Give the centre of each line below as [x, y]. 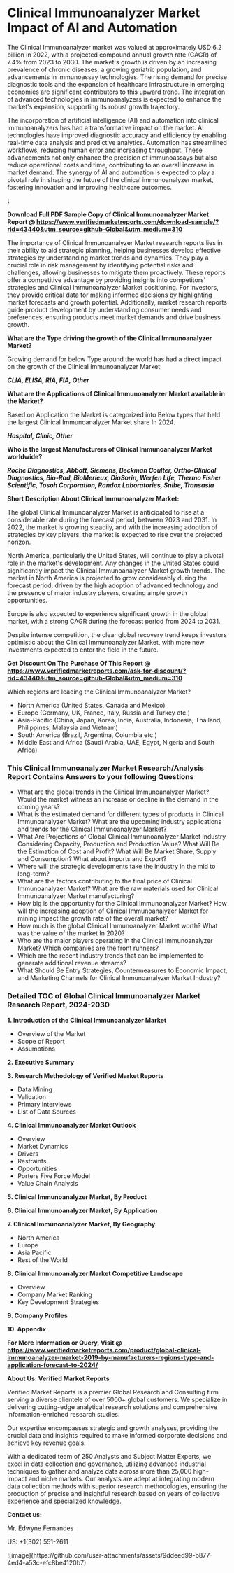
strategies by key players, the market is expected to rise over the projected [115, 534]
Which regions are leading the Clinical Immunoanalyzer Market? [99, 692]
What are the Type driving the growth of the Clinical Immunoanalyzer [110, 338]
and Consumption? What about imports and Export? [92, 859]
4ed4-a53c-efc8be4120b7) [47, 1562]
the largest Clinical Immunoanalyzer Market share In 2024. [92, 422]
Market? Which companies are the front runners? [88, 948]
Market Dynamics [43, 1146]
